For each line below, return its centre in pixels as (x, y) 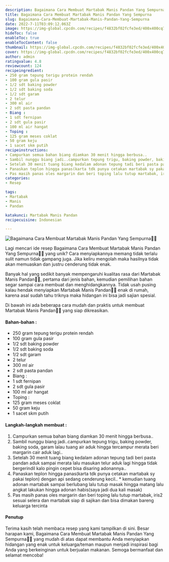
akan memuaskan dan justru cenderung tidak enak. (58, 264)
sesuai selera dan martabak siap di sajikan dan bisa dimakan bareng (83, 500)
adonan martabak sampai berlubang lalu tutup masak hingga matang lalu (88, 484)
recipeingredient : (24, 71)
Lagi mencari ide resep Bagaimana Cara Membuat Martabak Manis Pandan (83, 248)
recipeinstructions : (27, 150)
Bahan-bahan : (21, 322)
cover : (12, 52)
